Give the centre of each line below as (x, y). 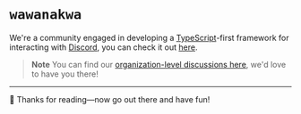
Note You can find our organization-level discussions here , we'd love (159, 64)
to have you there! (64, 74)
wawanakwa (46, 15)
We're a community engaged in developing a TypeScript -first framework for (149, 37)
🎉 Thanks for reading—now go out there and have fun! (110, 99)
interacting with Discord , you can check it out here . (103, 47)
